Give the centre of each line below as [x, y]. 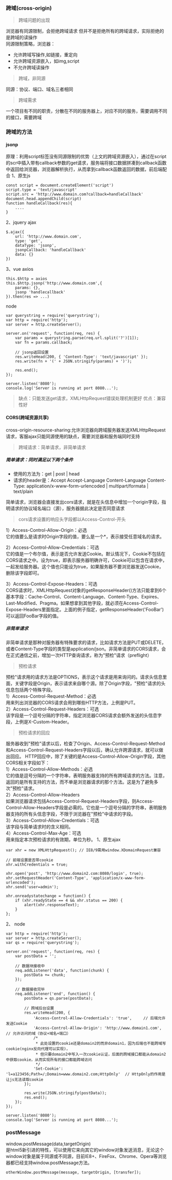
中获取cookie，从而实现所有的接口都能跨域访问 [49, 1060]
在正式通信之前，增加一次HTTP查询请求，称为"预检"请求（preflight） [79, 655]
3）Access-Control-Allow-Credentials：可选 [52, 820]
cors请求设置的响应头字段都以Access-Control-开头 [72, 519]
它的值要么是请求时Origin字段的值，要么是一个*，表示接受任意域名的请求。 [85, 537]
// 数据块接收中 [30, 966]
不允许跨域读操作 [31, 68]
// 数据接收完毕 [30, 989]
